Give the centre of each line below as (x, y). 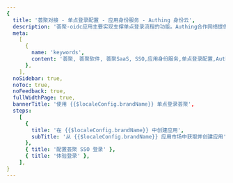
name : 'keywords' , (58, 53)
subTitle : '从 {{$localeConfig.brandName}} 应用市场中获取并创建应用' (129, 136)
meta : (21, 33)
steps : (22, 111)
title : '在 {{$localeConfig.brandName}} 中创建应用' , (108, 130)
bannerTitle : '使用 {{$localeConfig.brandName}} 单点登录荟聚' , (104, 104)
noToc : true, (32, 85)
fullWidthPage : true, (44, 98)
